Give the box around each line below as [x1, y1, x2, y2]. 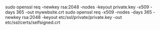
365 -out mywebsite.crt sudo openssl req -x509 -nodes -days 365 [16, 9, 152, 15]
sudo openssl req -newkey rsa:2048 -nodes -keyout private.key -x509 [5, 4, 150, 10]
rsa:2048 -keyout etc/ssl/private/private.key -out [22, 15, 122, 20]
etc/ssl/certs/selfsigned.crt [5, 19, 60, 25]
